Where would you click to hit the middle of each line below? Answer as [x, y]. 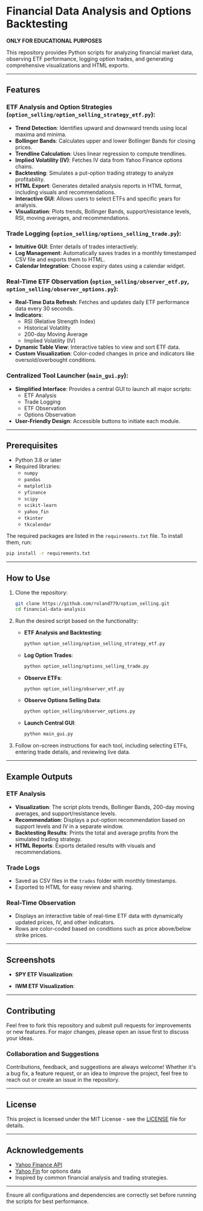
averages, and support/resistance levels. [66, 813]
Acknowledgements [45, 1150]
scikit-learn [40, 506]
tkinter [34, 518]
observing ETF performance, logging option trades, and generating [90, 59]
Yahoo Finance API [38, 1164]
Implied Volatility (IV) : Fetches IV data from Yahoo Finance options [98, 160]
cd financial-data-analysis [50, 609]
